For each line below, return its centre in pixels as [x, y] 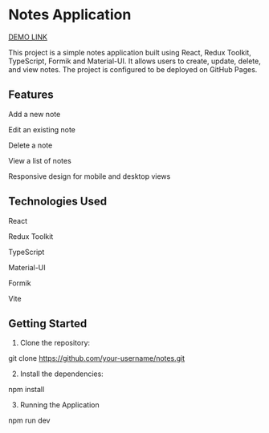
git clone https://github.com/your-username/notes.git [97, 358]
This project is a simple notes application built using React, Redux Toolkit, [130, 52]
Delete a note [31, 145]
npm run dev [29, 421]
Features [31, 95]
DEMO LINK [28, 37]
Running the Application [59, 405]
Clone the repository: [55, 343]
